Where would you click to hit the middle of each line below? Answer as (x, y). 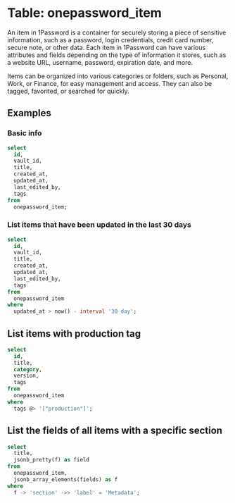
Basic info (25, 133)
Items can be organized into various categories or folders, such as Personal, (118, 76)
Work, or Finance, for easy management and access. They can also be (110, 83)
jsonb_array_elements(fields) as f (66, 479)
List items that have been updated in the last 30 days (100, 225)
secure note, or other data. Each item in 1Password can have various (107, 47)
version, (26, 376)
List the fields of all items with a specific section (115, 431)
